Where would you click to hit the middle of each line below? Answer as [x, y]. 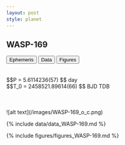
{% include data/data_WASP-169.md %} [56, 124]
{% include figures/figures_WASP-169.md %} [63, 136]
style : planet [24, 19]
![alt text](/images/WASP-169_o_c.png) [55, 112]
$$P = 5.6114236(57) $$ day [42, 80]
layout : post [23, 13]
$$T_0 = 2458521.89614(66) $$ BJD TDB [58, 86]
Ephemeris [22, 60]
